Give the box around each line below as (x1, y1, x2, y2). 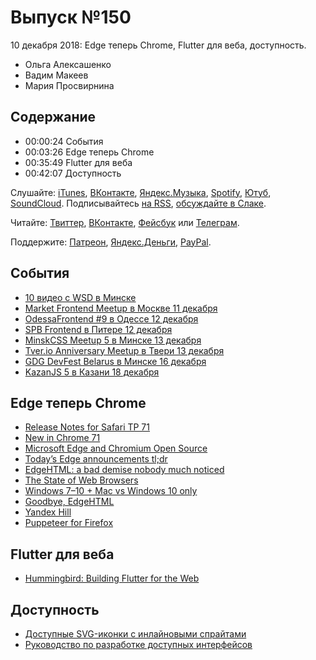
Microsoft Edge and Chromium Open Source (24, 442, 208, 455)
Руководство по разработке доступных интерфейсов (24, 639, 253, 650)
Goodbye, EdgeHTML (24, 496, 115, 508)
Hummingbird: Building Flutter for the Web (24, 572, 200, 585)
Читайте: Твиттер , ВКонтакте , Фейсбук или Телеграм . (10, 216, 240, 228)
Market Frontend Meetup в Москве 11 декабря (24, 302, 218, 314)
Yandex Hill (24, 506, 72, 518)
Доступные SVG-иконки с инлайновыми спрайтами (24, 628, 247, 640)
